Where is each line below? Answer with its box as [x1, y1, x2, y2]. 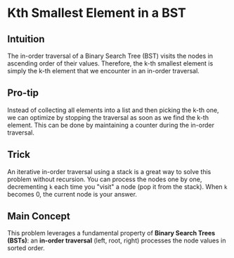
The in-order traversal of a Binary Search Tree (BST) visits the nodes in [7, 51, 213, 60]
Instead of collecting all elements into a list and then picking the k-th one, [7, 106, 219, 114]
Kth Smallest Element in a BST [7, 5, 186, 21]
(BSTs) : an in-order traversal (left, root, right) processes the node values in [7, 236, 226, 245]
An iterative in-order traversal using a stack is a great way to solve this [7, 167, 212, 176]
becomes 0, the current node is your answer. [7, 190, 137, 198]
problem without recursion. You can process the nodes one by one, [7, 175, 202, 183]
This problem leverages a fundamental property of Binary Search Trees [7, 229, 216, 238]
